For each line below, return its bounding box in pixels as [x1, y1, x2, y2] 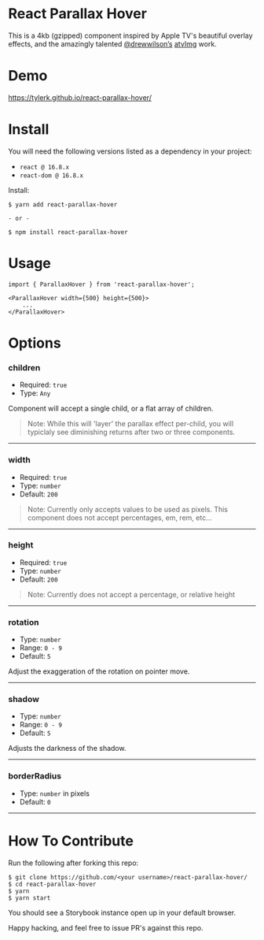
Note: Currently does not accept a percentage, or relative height [27, 589, 236, 599]
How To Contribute [8, 832, 134, 849]
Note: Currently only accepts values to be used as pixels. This [27, 504, 229, 514]
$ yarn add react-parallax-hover [8, 200, 118, 209]
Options [8, 334, 61, 351]
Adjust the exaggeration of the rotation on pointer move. [8, 667, 190, 676]
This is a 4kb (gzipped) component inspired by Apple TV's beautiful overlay [8, 31, 253, 40]
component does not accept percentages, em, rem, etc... [27, 513, 212, 522]
